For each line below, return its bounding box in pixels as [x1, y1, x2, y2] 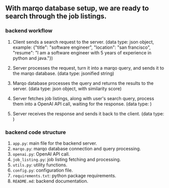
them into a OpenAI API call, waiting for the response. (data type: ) [12, 101, 152, 107]
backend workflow [5, 27, 52, 35]
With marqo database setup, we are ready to [5, 4, 149, 13]
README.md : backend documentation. [12, 178, 89, 184]
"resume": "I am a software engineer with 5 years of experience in [12, 49, 152, 55]
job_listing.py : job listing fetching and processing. [12, 156, 121, 162]
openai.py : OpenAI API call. [12, 151, 70, 157]
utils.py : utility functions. [12, 162, 68, 168]
